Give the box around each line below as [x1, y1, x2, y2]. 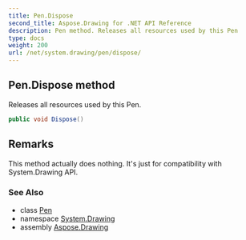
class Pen [19, 205, 53, 214]
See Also [8, 187, 44, 198]
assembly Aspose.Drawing [19, 222, 109, 232]
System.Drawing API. [8, 167, 79, 177]
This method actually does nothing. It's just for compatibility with [8, 158, 222, 168]
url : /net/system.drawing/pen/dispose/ [8, 49, 142, 57]
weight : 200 [8, 42, 48, 50]
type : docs [8, 34, 45, 42]
